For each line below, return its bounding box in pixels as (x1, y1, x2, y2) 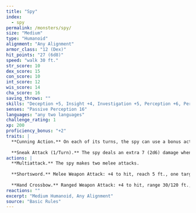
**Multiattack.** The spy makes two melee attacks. (11, 160, 140, 166)
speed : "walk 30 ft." (6, 57, 59, 63)
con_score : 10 (6, 74, 41, 79)
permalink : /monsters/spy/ (6, 25, 72, 31)
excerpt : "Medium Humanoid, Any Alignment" (6, 193, 114, 199)
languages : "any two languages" (6, 111, 85, 117)
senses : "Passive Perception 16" (6, 106, 87, 112)
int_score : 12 (6, 79, 41, 85)
